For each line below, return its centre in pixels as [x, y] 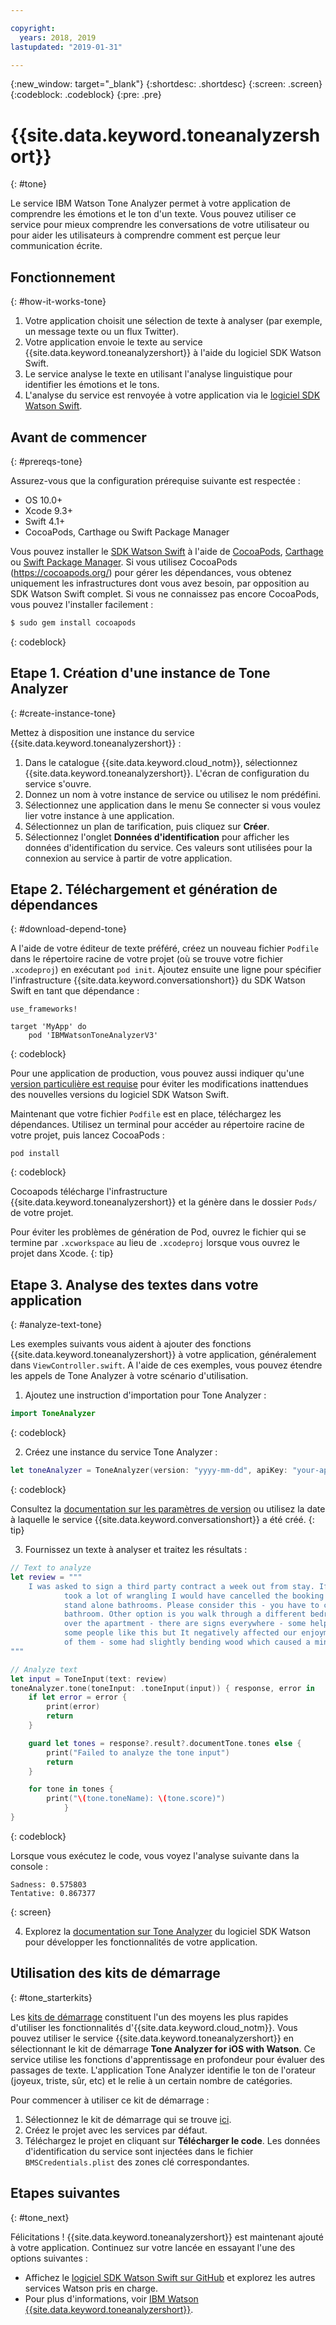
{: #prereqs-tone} [46, 461]
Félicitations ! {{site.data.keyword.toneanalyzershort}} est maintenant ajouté [167, 2237]
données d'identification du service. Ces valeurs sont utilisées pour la [168, 847]
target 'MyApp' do [48, 1027]
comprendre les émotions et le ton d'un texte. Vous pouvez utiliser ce [153, 214]
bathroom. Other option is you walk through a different [185, 1614]
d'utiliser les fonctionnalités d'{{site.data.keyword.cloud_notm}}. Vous [154, 2027]
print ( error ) [73, 1707]
